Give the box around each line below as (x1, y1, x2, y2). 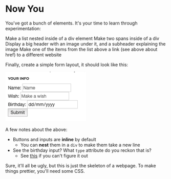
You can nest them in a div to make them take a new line (20, 142, 141, 148)
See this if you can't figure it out (20, 152, 88, 159)
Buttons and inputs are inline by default (12, 136, 96, 142)
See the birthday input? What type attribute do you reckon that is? (12, 147, 152, 153)
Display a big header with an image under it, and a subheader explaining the (5, 40, 166, 47)
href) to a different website (5, 52, 62, 58)
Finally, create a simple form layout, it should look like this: (5, 61, 129, 68)
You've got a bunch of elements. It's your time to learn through (5, 20, 138, 26)
